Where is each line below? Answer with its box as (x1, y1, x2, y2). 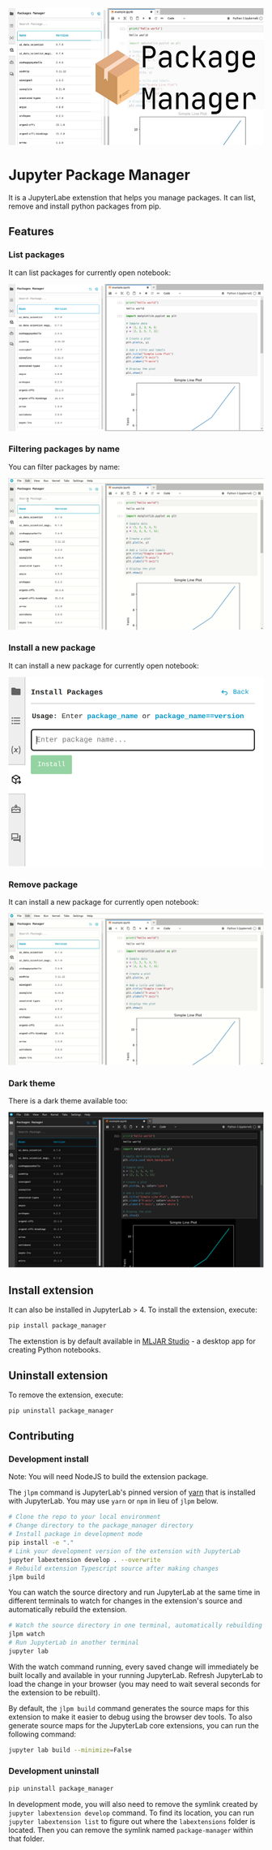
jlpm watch (8, 1630, 45, 1638)
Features (8, 225, 54, 239)
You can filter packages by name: (8, 462, 121, 471)
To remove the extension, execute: (8, 1390, 124, 1400)
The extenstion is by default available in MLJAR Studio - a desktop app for (8, 1336, 257, 1346)
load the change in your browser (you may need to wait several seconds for (8, 1679, 261, 1689)
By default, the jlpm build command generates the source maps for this (8, 1703, 249, 1713)
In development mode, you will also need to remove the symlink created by (8, 1800, 258, 1809)
